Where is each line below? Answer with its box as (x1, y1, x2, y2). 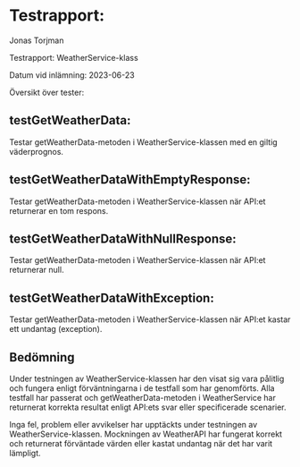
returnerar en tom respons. (9, 205, 109, 216)
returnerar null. (9, 265, 64, 276)
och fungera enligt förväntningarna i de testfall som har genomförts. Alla (9, 383, 275, 394)
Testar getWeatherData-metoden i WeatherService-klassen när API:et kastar (9, 314, 291, 325)
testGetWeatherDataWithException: (9, 290, 214, 305)
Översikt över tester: (9, 87, 85, 98)
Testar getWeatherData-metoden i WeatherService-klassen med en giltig (9, 136, 279, 148)
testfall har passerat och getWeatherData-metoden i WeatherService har (9, 393, 277, 403)
